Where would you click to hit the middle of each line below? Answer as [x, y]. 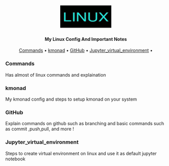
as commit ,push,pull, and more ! [40, 129]
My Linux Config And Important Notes [86, 39]
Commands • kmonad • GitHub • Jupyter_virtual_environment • [86, 51]
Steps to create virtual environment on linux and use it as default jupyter [81, 153]
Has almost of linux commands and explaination [56, 75]
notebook [15, 159]
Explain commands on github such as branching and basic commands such [85, 124]
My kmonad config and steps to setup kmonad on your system [71, 99]
